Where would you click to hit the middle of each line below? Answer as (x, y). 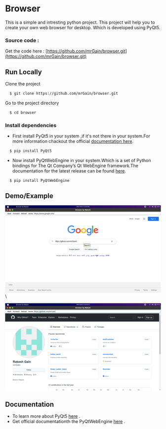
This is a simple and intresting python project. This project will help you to (80, 22)
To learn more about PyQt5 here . (46, 416)
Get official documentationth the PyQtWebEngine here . (69, 422)
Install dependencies (31, 125)
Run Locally (23, 72)
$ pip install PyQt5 (31, 151)
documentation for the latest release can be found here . (69, 171)
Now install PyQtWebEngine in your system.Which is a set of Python (82, 160)
